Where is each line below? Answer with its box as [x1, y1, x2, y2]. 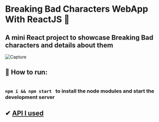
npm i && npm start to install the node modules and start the [5, 88, 155, 95]
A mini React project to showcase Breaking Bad [5, 33, 154, 42]
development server [5, 94, 55, 101]
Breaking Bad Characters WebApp [5, 3, 148, 15]
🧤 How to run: [5, 68, 48, 76]
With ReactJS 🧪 [5, 14, 70, 25]
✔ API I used [5, 109, 44, 117]
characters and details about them [5, 41, 114, 49]
